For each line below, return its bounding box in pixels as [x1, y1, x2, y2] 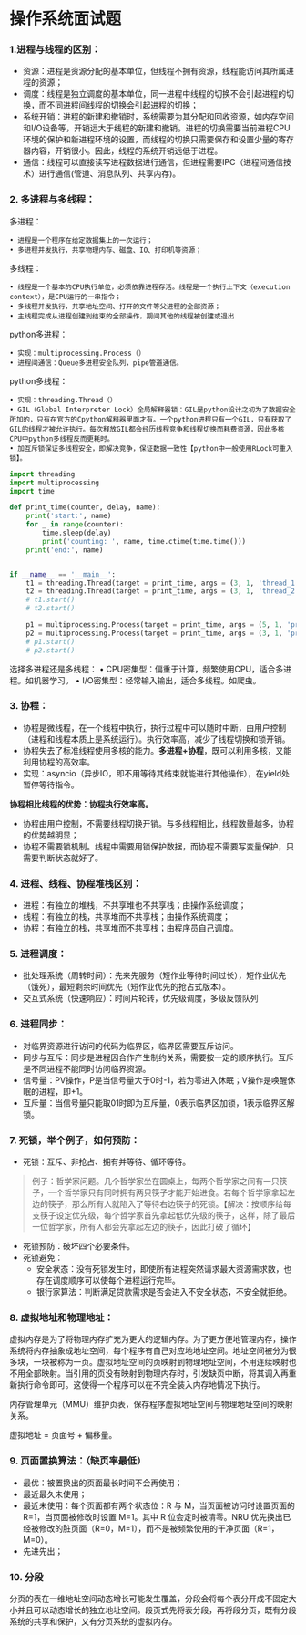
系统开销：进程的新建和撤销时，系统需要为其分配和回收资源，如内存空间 [22, 111, 294, 122]
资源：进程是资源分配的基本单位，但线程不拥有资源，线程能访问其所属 [22, 66, 287, 77]
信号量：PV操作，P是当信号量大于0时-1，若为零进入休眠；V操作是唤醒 [22, 1074, 288, 1086]
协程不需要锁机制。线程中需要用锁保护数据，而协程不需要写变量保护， [22, 840, 287, 851]
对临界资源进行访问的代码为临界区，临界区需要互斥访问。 [22, 1040, 239, 1051]
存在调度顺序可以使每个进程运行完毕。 [36, 1275, 180, 1286]
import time [9, 486, 55, 495]
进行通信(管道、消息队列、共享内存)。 [38, 168, 181, 179]
